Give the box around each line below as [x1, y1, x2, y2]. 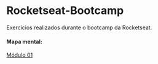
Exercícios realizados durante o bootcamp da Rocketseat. [6, 24, 152, 31]
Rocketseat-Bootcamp [6, 4, 124, 18]
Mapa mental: [6, 38, 43, 45]
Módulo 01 [6, 51, 33, 59]
